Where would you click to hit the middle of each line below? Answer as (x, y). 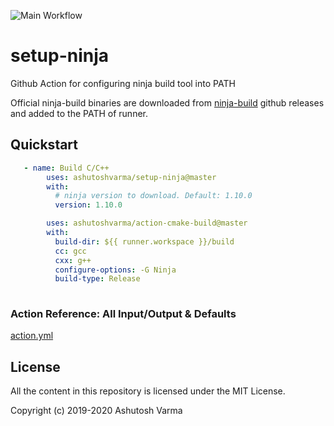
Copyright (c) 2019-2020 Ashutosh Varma (96, 411)
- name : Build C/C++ (66, 168)
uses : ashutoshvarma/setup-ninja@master (131, 177)
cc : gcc (70, 251)
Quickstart (44, 145)
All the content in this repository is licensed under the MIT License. (148, 391)
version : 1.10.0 (88, 205)
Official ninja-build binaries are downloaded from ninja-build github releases (167, 102)
